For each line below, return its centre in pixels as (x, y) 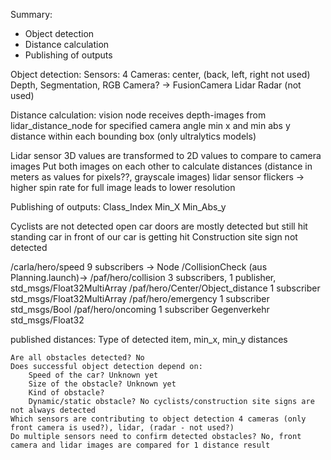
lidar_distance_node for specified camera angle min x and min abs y (150, 125)
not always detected (53, 410)
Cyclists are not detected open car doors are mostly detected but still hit (159, 226)
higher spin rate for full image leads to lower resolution (123, 187)
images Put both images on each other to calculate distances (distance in (161, 166)
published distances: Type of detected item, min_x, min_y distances (149, 339)
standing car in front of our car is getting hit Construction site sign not (154, 237)
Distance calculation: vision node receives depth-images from (138, 115)
